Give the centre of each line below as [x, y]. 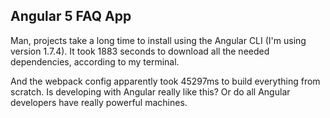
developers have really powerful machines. [99, 102]
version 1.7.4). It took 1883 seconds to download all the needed [140, 51]
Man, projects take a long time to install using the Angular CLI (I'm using [158, 40]
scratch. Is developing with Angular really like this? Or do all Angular [150, 91]
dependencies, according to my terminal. [95, 61]
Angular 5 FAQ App [71, 16]
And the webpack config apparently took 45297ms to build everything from [165, 81]
